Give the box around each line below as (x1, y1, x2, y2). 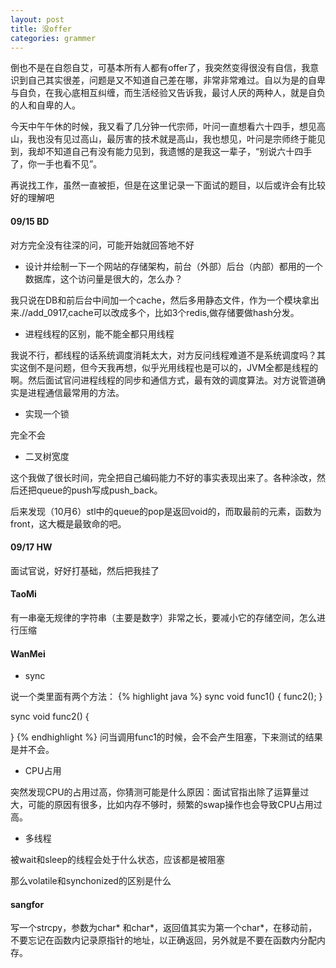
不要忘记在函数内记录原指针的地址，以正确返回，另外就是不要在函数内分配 (10, 934, 317, 946)
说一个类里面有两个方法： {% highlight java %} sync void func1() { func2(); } (10, 691, 323, 703)
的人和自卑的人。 (10, 99, 81, 111)
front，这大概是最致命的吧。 (10, 517, 127, 530)
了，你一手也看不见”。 (10, 158, 103, 170)
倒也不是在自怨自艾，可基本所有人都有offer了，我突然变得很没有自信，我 (10, 62, 311, 74)
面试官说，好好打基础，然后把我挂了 (10, 564, 160, 576)
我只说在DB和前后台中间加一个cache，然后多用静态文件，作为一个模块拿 (10, 294, 311, 306)
